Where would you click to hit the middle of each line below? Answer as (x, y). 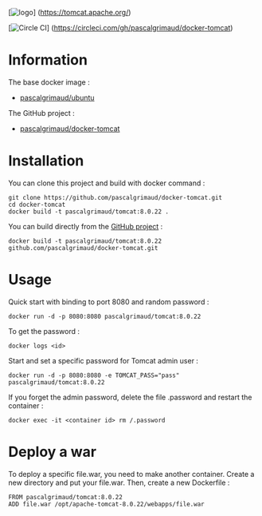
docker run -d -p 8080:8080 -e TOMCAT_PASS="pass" (94, 375)
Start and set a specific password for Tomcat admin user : (104, 360)
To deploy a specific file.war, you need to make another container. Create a (131, 474)
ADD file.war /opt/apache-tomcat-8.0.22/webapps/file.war (106, 504)
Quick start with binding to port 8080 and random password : (109, 302)
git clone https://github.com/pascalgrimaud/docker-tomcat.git (115, 197)
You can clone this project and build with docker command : (107, 183)
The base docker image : (49, 82)
